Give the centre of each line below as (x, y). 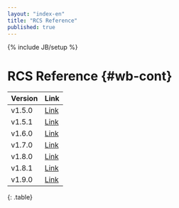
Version (25, 99)
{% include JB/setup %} (43, 48)
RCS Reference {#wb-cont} (90, 76)
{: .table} (20, 197)
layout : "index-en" (36, 14)
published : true (31, 27)
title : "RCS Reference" (43, 21)
